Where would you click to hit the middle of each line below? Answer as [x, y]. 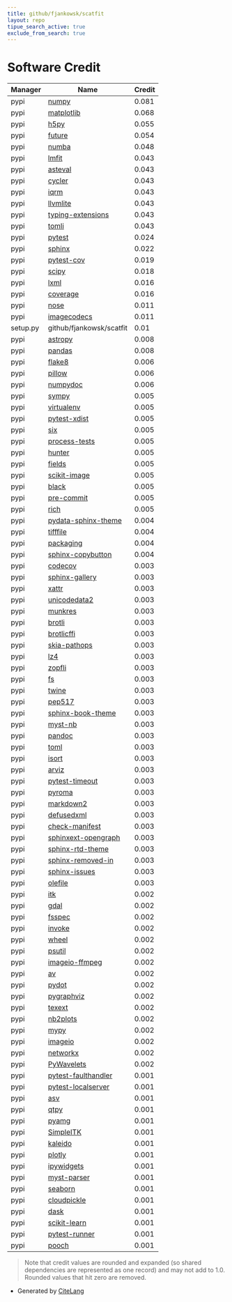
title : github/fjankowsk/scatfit [56, 14]
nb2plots [63, 1019]
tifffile [57, 532]
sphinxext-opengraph [84, 838]
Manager [26, 90]
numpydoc [65, 385]
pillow [57, 374]
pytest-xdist [68, 419]
